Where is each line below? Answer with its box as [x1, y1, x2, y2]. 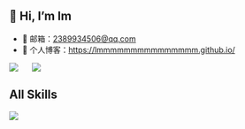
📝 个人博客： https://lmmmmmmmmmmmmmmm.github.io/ [21, 44, 236, 55]
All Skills [9, 87, 57, 102]
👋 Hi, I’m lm [9, 9, 73, 24]
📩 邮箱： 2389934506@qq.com [21, 33, 136, 44]
